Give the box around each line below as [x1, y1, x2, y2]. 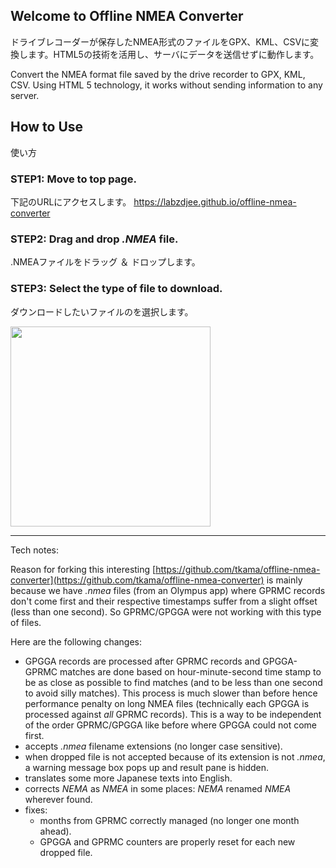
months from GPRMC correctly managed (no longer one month [39, 814, 300, 826]
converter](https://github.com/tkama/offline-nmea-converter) [10, 574, 265, 586]
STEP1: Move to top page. [10, 172, 137, 186]
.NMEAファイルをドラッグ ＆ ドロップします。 [10, 256, 201, 268]
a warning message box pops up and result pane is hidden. [24, 761, 270, 773]
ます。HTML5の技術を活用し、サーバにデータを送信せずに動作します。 [27, 48, 320, 60]
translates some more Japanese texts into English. [24, 772, 233, 784]
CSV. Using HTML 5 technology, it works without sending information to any [10, 79, 323, 91]
